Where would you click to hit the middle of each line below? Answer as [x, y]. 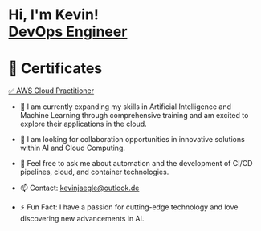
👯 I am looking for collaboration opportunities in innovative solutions [132, 140]
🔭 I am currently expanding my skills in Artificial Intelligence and [125, 107]
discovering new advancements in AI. [82, 219]
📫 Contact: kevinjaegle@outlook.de [80, 188]
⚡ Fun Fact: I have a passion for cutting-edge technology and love [129, 207]
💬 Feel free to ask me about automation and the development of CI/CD [136, 164]
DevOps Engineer [68, 32]
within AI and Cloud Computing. [73, 148]
